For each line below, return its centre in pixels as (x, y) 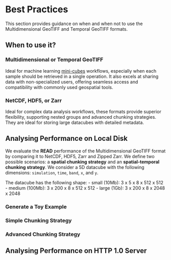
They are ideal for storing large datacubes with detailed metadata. (75, 122)
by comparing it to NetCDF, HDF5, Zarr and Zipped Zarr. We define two (80, 156)
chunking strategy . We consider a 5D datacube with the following (75, 167)
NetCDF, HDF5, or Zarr (34, 100)
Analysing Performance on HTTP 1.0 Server (76, 251)
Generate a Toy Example (36, 207)
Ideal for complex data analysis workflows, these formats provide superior (83, 112)
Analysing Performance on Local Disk (66, 138)
